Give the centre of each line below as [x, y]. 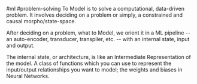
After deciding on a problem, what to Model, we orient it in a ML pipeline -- [98, 33]
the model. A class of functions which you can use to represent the [89, 63]
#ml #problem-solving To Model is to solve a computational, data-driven [95, 9]
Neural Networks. [28, 76]
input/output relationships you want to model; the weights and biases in [94, 70]
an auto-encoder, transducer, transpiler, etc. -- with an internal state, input [98, 39]
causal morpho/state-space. [41, 21]
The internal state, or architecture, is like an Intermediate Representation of [99, 57]
